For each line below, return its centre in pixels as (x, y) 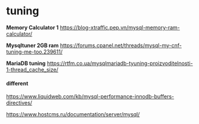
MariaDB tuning (26, 63)
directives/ (19, 103)
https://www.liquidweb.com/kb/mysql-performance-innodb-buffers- (90, 97)
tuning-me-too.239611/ (34, 51)
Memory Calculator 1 (32, 27)
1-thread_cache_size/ (32, 69)
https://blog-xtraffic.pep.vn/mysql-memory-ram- (120, 27)
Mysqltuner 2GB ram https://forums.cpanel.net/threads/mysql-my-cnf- (94, 45)
